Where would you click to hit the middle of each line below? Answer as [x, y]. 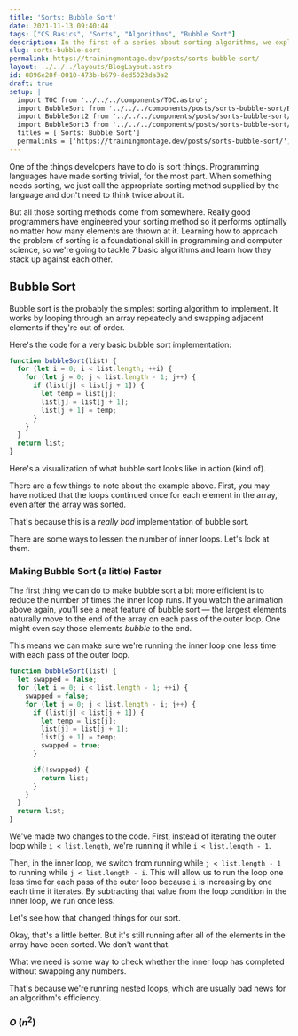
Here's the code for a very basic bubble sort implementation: [121, 344]
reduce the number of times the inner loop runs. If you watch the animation [146, 600]
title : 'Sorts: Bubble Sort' [63, 17]
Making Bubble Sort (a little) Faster [86, 571]
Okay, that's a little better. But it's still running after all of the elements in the [147, 935]
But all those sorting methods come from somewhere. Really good [130, 212]
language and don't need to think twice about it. [97, 194]
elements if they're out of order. [67, 327]
